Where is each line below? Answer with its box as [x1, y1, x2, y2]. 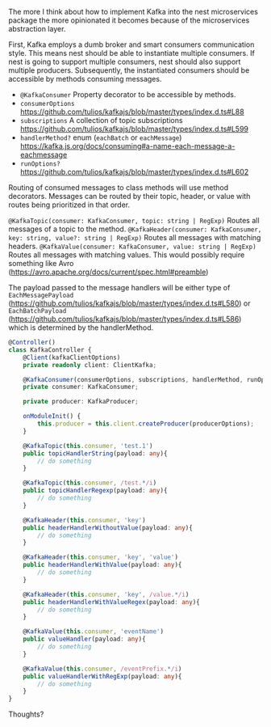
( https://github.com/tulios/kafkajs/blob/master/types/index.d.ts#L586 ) [8, 315, 242, 323]
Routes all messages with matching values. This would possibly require [8, 250, 245, 260]
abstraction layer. [8, 24, 66, 33]
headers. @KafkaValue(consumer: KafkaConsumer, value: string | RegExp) [8, 242, 256, 251]
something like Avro [8, 259, 74, 268]
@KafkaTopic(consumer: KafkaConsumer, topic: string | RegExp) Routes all [8, 216, 260, 225]
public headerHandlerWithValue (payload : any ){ [23, 561, 182, 569]
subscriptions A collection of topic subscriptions [19, 116, 183, 125]
